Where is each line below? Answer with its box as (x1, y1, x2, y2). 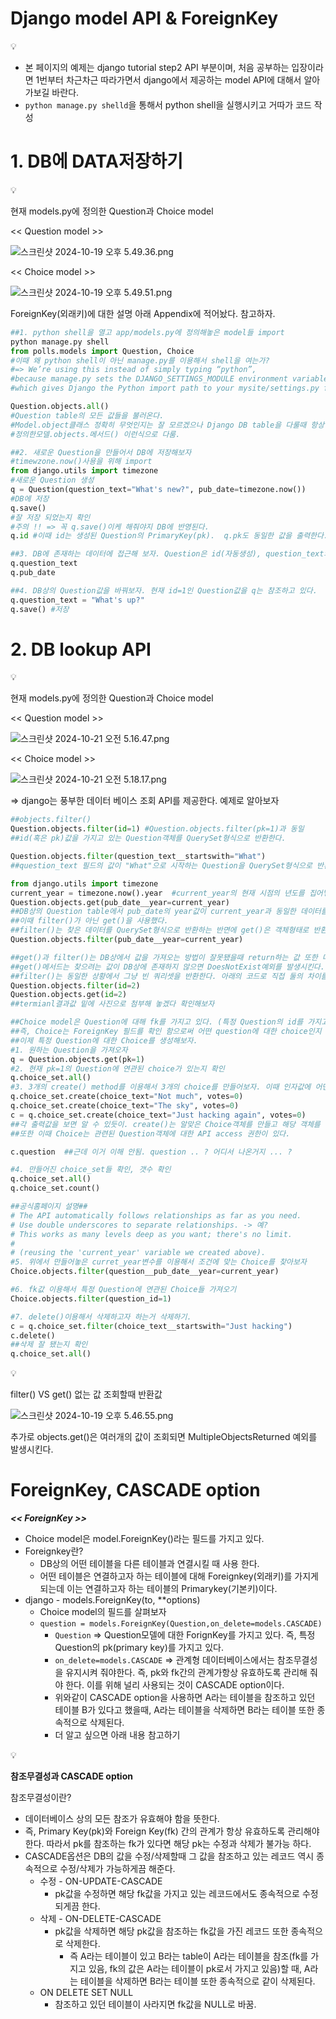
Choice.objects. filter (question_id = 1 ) (10, 1293, 172, 1304)
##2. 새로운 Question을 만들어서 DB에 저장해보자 (10, 447, 192, 457)
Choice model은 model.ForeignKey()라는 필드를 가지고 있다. (24, 1533, 265, 1545)
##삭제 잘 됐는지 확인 (10, 1340, 88, 1350)
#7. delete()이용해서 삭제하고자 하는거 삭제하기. (10, 1312, 192, 1322)
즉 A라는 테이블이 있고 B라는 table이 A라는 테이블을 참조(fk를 (69, 1950, 309, 1962)
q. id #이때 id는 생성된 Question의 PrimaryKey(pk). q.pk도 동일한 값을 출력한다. (10, 531, 329, 541)
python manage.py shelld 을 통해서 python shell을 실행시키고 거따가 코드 (24, 98, 312, 111)
